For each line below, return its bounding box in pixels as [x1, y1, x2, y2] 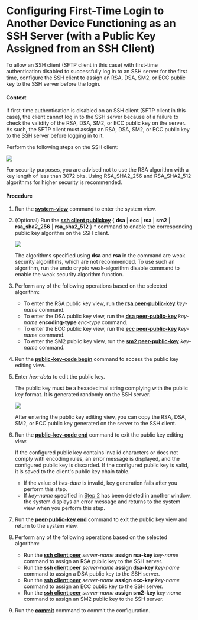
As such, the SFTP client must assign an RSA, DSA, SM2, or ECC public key [6, 126, 190, 133]
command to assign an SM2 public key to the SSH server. [23, 596, 164, 603]
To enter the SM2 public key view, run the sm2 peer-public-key [23, 338, 179, 345]
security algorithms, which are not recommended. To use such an [14, 259, 176, 266]
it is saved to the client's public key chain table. [14, 468, 130, 475]
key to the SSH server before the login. [6, 80, 101, 87]
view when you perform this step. [23, 505, 105, 512]
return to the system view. [14, 522, 79, 529]
